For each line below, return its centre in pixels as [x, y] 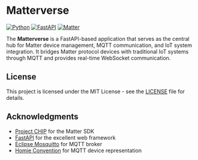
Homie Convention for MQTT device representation [78, 150]
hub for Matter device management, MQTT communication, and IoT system [99, 45]
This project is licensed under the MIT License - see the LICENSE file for [95, 91]
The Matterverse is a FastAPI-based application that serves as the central [98, 38]
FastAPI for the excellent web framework [65, 137]
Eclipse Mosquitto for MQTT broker [58, 144]
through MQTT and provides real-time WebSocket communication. [88, 58]
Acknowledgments [43, 117]
